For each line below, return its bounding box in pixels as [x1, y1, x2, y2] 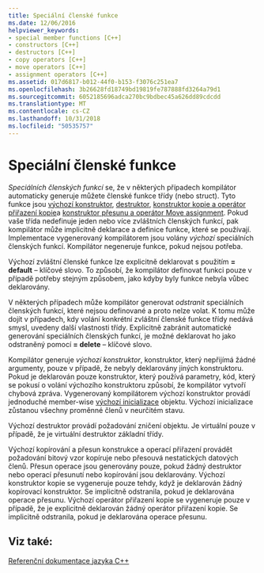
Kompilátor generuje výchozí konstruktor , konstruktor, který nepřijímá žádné [8, 354, 256, 365]
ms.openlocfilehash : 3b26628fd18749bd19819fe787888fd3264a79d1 [8, 85, 221, 94]
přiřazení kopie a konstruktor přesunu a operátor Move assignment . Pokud [8, 208, 249, 217]
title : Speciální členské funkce [8, 11, 119, 20]
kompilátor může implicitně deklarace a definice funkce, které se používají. [8, 224, 251, 234]
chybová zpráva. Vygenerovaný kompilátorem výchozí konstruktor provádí [8, 388, 251, 398]
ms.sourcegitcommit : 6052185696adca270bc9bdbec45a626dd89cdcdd [8, 93, 221, 101]
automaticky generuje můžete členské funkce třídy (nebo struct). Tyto [8, 191, 236, 201]
